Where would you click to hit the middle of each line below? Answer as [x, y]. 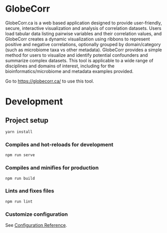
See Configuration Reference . [36, 225]
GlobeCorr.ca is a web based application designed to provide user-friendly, [84, 23]
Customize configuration [37, 214]
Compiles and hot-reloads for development [59, 144]
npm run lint [19, 201]
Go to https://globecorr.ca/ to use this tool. [50, 81]
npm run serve [20, 155]
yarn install [19, 132]
